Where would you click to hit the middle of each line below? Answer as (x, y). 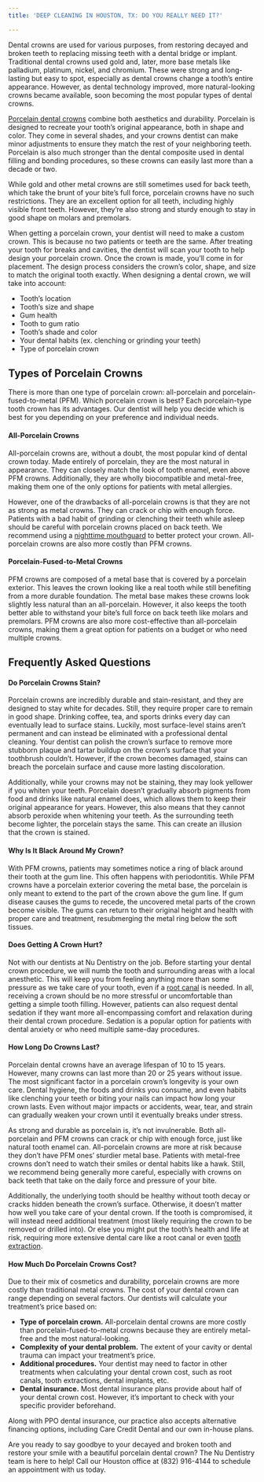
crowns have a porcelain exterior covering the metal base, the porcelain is (128, 885)
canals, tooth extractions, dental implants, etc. (94, 1380)
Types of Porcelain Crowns (75, 374)
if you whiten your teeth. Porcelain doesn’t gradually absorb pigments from (130, 791)
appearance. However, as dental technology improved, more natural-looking (132, 87)
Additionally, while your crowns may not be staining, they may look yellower (130, 782)
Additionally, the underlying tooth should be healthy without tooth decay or (129, 1196)
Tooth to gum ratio (49, 323)
